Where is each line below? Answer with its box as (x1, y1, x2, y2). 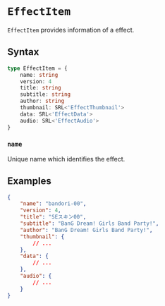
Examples (7, 175, 51, 188)
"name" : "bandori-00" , (20, 200, 87, 207)
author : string (20, 97, 65, 105)
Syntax (7, 46, 39, 58)
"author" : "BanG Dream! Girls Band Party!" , (20, 226, 153, 233)
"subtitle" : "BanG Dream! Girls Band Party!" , (20, 220, 159, 227)
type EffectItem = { (7, 65, 68, 72)
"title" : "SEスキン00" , (20, 214, 87, 221)
